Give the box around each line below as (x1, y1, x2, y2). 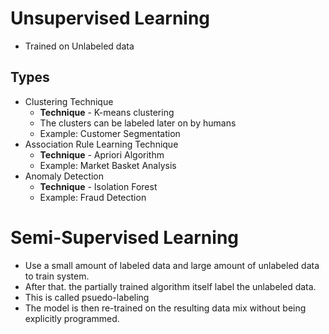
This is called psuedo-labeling (24, 291, 150, 303)
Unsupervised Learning (10, 7, 211, 30)
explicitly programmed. (24, 312, 120, 324)
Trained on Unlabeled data (24, 40, 135, 52)
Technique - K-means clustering (39, 106, 175, 118)
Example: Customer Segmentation (39, 127, 181, 139)
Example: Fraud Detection (39, 191, 147, 203)
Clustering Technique (24, 95, 114, 107)
